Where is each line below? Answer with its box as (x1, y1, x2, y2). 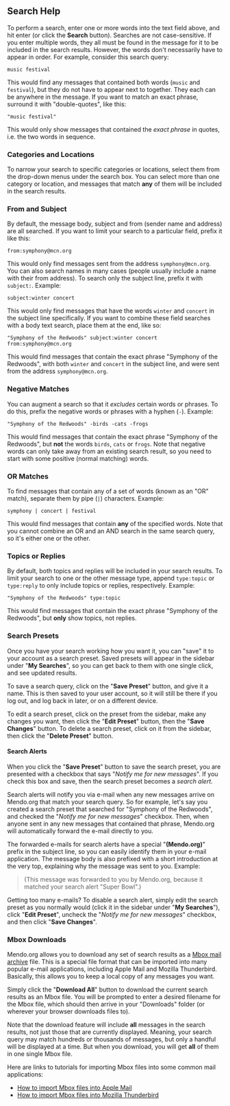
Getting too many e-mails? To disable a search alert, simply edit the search (7, 895, 218, 904)
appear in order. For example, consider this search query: (7, 53, 169, 61)
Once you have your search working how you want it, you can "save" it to (7, 647, 214, 655)
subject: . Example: (7, 281, 62, 290)
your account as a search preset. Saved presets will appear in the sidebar (7, 654, 215, 662)
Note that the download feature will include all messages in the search (7, 1021, 206, 1029)
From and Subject (7, 204, 67, 214)
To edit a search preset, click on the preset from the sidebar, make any (7, 710, 207, 718)
